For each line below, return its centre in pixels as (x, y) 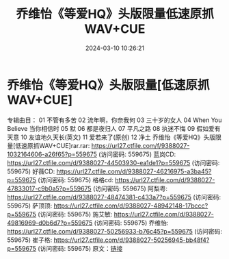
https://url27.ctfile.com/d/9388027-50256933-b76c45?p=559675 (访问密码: (115, 231)
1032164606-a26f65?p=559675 (52, 154)
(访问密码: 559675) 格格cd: (76, 180)
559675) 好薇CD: (31, 171)
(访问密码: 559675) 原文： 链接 (80, 248)
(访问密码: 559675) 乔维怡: (131, 223)
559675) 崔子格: (30, 240)
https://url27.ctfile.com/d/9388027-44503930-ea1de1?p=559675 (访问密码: (113, 162)
